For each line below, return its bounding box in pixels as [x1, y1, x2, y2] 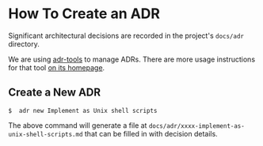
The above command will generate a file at [8, 120, 147, 130]
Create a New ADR [8, 86, 101, 99]
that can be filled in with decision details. [84, 129, 218, 138]
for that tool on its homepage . [8, 62, 105, 72]
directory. [8, 39, 40, 48]
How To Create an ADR [8, 5, 161, 23]
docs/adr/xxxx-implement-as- [148, 122, 246, 130]
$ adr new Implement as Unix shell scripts [8, 107, 158, 114]
